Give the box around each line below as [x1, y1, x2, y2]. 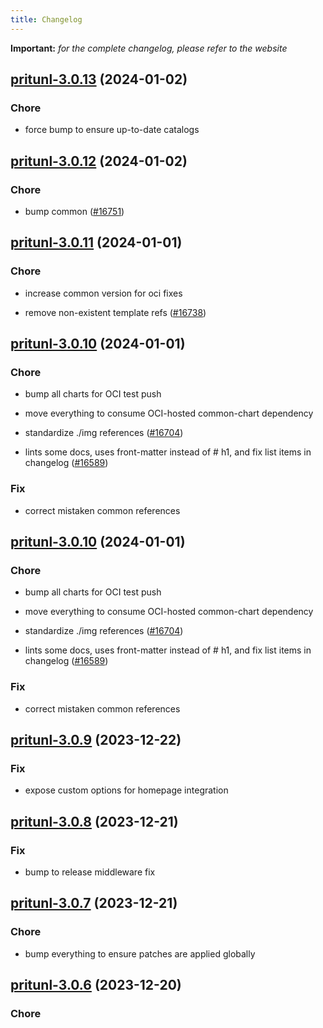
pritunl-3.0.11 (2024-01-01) [10, 234, 183, 251]
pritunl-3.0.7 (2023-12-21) [10, 895, 178, 912]
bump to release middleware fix [24, 866, 156, 878]
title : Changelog [10, 14, 83, 25]
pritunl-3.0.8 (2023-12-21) [10, 813, 179, 830]
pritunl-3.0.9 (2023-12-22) [10, 732, 182, 749]
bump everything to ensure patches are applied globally [24, 947, 256, 960]
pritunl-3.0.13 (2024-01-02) [10, 71, 188, 88]
